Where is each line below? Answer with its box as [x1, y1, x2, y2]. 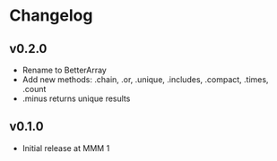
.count [22, 84, 47, 94]
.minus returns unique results [22, 93, 131, 104]
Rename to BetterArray [22, 64, 108, 75]
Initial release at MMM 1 [22, 142, 110, 153]
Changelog [9, 5, 93, 26]
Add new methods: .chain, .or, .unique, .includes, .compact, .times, [22, 74, 269, 85]
